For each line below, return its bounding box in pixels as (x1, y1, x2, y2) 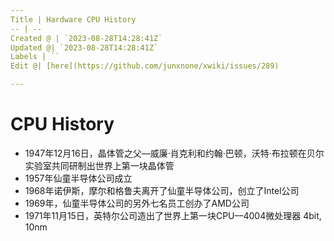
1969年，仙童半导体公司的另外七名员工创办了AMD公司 (24, 197, 250, 209)
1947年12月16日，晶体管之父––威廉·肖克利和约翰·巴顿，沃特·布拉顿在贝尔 (24, 147, 325, 159)
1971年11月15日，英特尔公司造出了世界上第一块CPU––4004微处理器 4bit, (24, 209, 322, 221)
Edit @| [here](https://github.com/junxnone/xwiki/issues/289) (10, 61, 280, 71)
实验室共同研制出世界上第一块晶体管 (24, 159, 175, 171)
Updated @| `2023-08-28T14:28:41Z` (10, 42, 159, 53)
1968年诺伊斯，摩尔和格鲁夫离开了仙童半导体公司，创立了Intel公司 (24, 184, 300, 196)
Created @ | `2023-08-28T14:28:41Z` (10, 33, 163, 43)
